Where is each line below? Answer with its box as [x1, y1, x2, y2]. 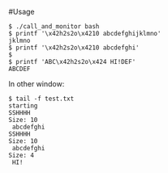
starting [8, 102, 38, 110]
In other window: [8, 79, 65, 88]
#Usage [8, 7, 35, 16]
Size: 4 [8, 151, 35, 159]
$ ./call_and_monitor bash [8, 23, 100, 31]
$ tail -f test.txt [8, 95, 75, 103]
